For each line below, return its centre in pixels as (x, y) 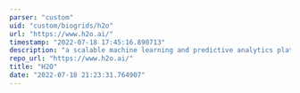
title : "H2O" (33, 67)
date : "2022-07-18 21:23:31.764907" (77, 75)
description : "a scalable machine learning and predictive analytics (142, 50)
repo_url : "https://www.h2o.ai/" (71, 58)
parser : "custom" (42, 17)
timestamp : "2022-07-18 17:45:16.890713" (87, 42)
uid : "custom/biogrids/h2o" (62, 26)
